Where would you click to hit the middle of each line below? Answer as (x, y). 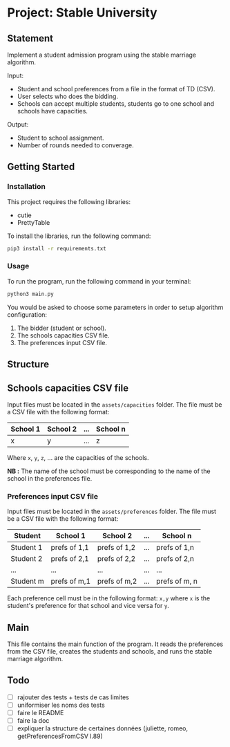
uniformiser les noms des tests (61, 705)
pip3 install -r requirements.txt (57, 248)
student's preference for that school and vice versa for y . (88, 606)
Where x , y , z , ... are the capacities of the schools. (78, 457)
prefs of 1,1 (70, 548)
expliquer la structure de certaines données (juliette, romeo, (103, 728)
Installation (27, 187)
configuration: (27, 314)
